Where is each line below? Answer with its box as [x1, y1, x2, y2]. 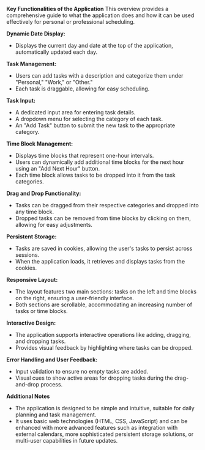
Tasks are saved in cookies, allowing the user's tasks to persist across [15, 245, 193, 252]
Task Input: [6, 97, 35, 104]
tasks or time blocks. [15, 308, 69, 314]
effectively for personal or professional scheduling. [6, 18, 135, 25]
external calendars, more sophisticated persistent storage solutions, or [15, 430, 194, 438]
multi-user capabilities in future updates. [15, 437, 118, 444]
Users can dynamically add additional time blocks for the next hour [15, 158, 185, 166]
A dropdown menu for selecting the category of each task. [15, 116, 163, 122]
